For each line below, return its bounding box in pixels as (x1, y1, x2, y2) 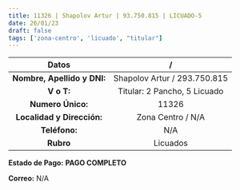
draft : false (8, 26, 52, 34)
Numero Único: (30, 99, 89, 110)
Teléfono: (40, 125, 78, 136)
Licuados (153, 137, 188, 148)
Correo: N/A (8, 173, 50, 184)
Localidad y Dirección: (15, 112, 102, 123)
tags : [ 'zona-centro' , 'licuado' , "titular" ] (8, 34, 162, 42)
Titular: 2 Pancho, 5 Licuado (118, 85, 224, 97)
